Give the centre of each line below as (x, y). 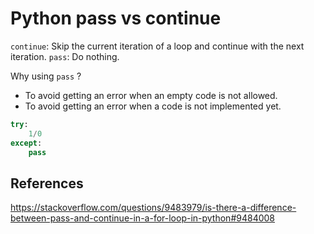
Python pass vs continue (116, 18)
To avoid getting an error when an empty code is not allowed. (151, 95)
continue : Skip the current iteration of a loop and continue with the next (157, 46)
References (47, 183)
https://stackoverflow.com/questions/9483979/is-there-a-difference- (153, 208)
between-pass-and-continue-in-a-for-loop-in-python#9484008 (143, 218)
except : (26, 143)
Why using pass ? (46, 76)
